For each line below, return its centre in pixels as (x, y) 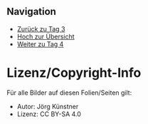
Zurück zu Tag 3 (41, 29)
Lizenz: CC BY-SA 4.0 (49, 114)
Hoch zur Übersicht (46, 36)
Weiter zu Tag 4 (40, 44)
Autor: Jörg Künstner (48, 106)
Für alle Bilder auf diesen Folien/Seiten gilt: (69, 93)
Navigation (31, 12)
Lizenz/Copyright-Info (74, 73)
